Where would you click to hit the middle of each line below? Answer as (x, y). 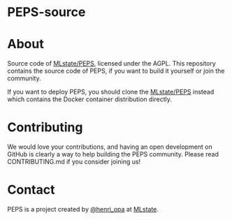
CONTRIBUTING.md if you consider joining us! (74, 162)
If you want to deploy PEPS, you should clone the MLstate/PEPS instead (111, 92)
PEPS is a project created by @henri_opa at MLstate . (83, 209)
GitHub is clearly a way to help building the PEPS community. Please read (113, 154)
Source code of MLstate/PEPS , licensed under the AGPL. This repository (112, 64)
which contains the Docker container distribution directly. (90, 99)
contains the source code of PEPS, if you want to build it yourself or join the (116, 71)
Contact (31, 190)
